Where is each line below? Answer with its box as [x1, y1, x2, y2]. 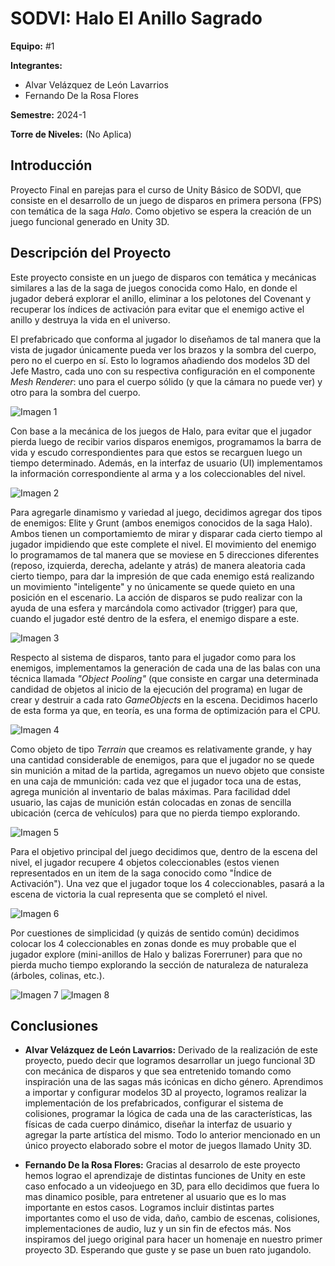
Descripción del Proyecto [10, 245, 172, 262]
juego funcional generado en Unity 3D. [10, 215, 170, 227]
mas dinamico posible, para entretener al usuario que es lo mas [24, 1191, 287, 1203]
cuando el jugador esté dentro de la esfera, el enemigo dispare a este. [10, 612, 300, 624]
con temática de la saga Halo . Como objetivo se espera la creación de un [10, 205, 312, 217]
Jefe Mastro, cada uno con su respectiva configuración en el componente [10, 365, 316, 377]
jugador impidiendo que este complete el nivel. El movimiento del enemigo [10, 538, 317, 550]
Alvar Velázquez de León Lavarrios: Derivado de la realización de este [24, 1044, 318, 1056]
